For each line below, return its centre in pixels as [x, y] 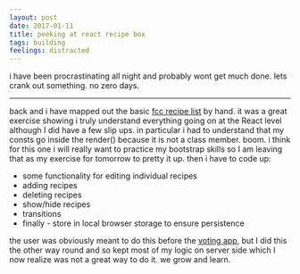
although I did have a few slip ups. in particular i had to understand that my [146, 130]
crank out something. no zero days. [75, 86]
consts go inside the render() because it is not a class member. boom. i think [150, 140]
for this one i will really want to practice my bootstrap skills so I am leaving [146, 149]
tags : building [37, 42]
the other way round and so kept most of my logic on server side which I [142, 250]
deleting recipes [52, 195]
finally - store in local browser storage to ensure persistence [133, 223]
